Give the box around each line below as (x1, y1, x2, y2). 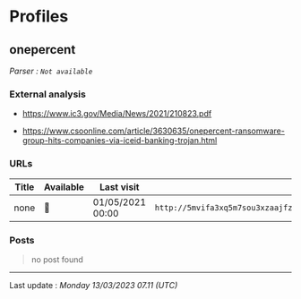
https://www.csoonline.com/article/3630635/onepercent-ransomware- (21, 125, 285, 136)
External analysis (9, 88, 87, 100)
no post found (30, 253, 83, 265)
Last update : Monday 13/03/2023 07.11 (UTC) (9, 279, 178, 290)
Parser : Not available (9, 65, 93, 76)
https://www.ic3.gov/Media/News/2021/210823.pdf (21, 108, 212, 119)
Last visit (99, 181, 140, 193)
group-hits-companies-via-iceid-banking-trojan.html (21, 135, 218, 146)
